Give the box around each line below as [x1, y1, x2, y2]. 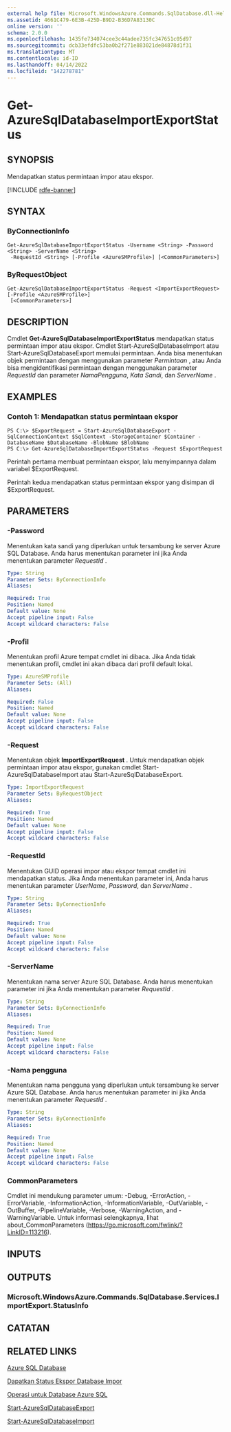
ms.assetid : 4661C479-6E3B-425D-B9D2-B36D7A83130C [7, 17, 155, 23]
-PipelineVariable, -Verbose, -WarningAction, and [37, 1206, 177, 1214]
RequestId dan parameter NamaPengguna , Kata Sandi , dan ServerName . [7, 371, 217, 380]
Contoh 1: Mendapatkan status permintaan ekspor [7, 411, 179, 421]
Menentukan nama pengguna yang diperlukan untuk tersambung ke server [7, 1081, 219, 1089]
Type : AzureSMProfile [7, 673, 69, 680]
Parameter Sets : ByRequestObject [7, 790, 103, 798]
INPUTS [7, 1248, 41, 1260]
